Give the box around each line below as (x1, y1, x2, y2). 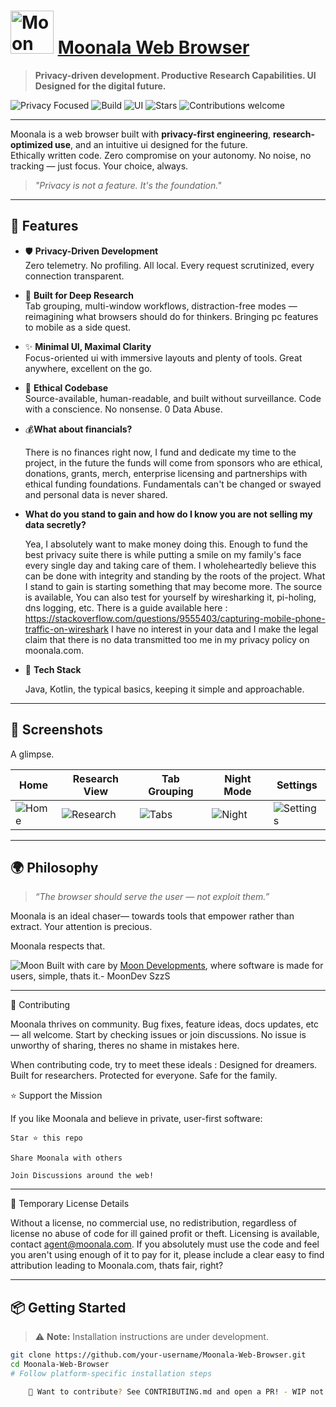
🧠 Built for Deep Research (24, 289, 135, 301)
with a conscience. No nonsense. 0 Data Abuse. (24, 403, 223, 415)
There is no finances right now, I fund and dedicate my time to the (24, 446, 297, 458)
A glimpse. (10, 748, 55, 760)
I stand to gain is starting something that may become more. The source (24, 580, 323, 592)
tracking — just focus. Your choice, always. (10, 160, 189, 172)
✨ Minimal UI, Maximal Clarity (24, 340, 152, 352)
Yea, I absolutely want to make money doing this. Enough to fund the (24, 538, 308, 550)
